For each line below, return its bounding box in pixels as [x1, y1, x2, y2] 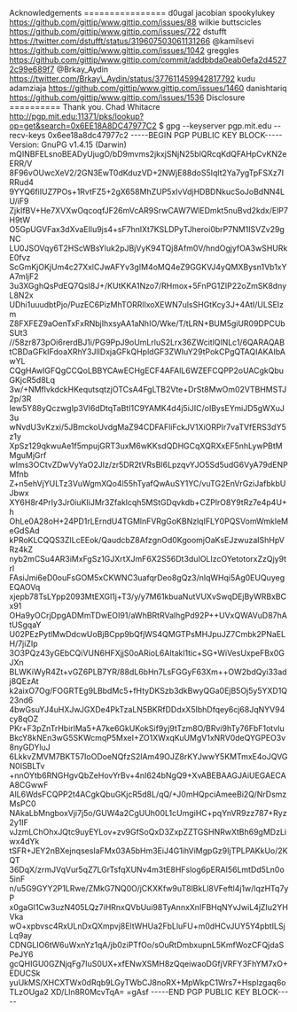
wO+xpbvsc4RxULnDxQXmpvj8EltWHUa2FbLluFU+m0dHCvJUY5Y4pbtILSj [9, 921, 285, 931]
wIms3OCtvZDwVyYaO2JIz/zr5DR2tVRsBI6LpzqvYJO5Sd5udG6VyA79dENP [9, 460, 288, 470]
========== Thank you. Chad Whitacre [9, 102, 160, 112]
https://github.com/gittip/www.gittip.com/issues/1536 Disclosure [9, 92, 246, 103]
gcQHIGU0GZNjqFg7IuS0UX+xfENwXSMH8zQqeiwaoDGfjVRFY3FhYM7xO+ [9, 959, 288, 969]
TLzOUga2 [9, 987, 49, 997]
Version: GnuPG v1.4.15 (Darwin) [9, 139, 127, 150]
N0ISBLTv [9, 761, 45, 771]
